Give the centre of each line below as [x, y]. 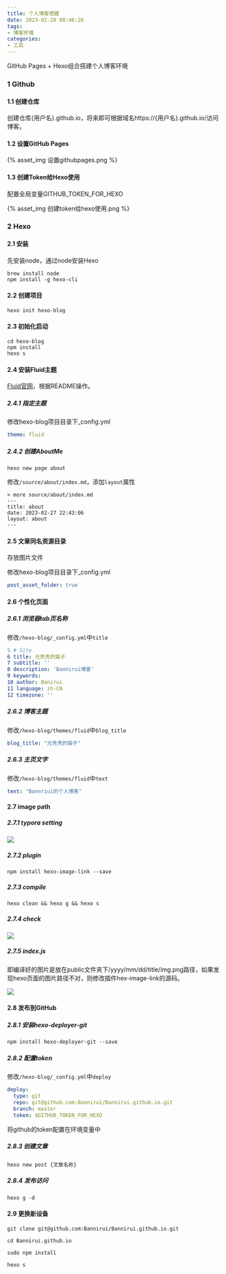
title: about [26, 507]
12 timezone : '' [30, 695]
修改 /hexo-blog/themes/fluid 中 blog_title [67, 730]
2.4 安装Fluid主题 [32, 369]
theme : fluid [26, 435]
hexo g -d [21, 1198]
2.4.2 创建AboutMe [35, 451]
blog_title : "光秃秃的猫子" [44, 743]
